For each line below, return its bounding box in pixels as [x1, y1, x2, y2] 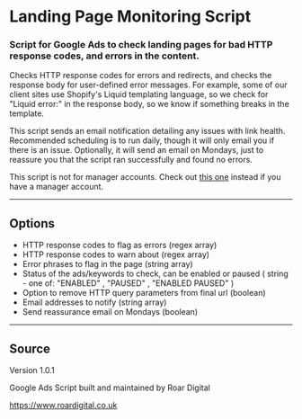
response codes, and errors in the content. [9, 49, 200, 62]
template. [9, 108, 45, 119]
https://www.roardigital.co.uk [9, 400, 118, 411]
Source [9, 341, 51, 356]
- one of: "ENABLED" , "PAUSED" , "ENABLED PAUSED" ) [22, 278, 235, 289]
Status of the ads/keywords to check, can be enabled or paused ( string [22, 268, 289, 280]
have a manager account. [9, 182, 104, 192]
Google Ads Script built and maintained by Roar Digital [9, 382, 211, 393]
